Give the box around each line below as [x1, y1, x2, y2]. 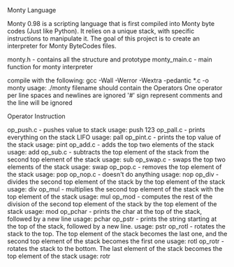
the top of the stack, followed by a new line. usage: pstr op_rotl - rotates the [7, 222, 226, 230]
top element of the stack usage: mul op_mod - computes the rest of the [7, 192, 213, 201]
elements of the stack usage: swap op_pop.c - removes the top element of [7, 163, 222, 171]
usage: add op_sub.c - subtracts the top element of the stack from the [7, 148, 210, 156]
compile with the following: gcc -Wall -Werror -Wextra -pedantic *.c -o [7, 76, 210, 85]
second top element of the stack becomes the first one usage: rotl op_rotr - [7, 237, 225, 245]
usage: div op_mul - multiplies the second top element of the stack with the [7, 185, 224, 193]
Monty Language [7, 6, 57, 14]
